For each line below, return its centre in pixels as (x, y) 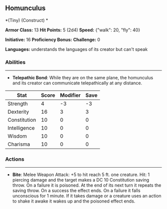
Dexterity (18, 112)
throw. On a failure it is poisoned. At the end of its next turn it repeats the (87, 185)
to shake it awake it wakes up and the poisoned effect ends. (74, 201)
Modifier (70, 95)
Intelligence (21, 128)
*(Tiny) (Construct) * (27, 20)
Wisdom (17, 136)
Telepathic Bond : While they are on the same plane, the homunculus (83, 78)
